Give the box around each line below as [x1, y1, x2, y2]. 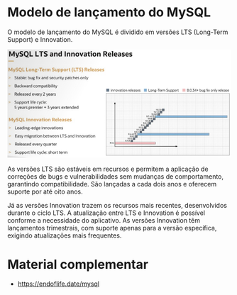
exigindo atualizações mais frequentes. [7, 231, 122, 240]
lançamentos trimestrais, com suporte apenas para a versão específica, [7, 224, 217, 233]
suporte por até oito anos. [7, 187, 83, 196]
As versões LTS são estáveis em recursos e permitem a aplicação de [7, 165, 209, 174]
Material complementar [7, 256, 149, 272]
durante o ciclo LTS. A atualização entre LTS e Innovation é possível [7, 208, 206, 217]
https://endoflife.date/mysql [17, 279, 100, 288]
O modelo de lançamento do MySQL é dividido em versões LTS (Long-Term [7, 28, 228, 36]
